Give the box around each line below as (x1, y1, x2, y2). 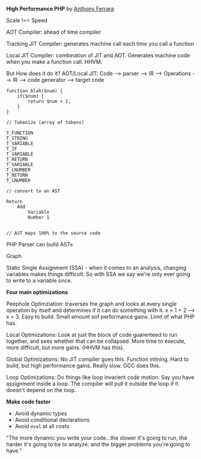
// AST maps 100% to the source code (6, 230, 101, 236)
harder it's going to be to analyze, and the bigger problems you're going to (6, 441, 191, 448)
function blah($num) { (6, 88, 63, 94)
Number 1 (28, 214, 50, 220)
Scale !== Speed (6, 17, 48, 23)
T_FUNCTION (6, 130, 34, 136)
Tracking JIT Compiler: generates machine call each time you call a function (6, 40, 194, 47)
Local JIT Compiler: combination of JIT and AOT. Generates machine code (6, 52, 190, 59)
